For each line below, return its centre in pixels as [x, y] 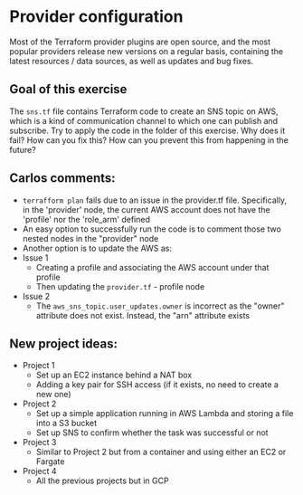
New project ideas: [64, 343]
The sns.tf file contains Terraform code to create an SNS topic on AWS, [144, 111]
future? [23, 149]
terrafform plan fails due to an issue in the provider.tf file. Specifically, [155, 200]
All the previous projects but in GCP [102, 481]
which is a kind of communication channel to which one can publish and [144, 120]
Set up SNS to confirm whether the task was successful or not [152, 433]
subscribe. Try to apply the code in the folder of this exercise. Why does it [147, 130]
